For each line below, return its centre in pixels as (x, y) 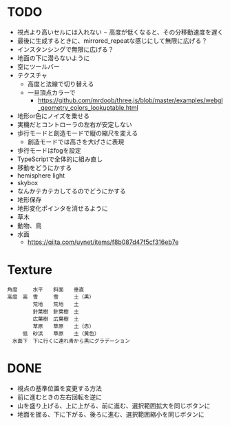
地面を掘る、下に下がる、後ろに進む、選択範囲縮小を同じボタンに (111, 414)
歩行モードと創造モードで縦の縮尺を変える (77, 133)
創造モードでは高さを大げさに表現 (76, 142)
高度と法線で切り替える (61, 84)
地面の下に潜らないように (53, 58)
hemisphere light (41, 175)
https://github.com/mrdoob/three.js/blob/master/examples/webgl (130, 100)
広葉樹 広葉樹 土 (56, 319)
